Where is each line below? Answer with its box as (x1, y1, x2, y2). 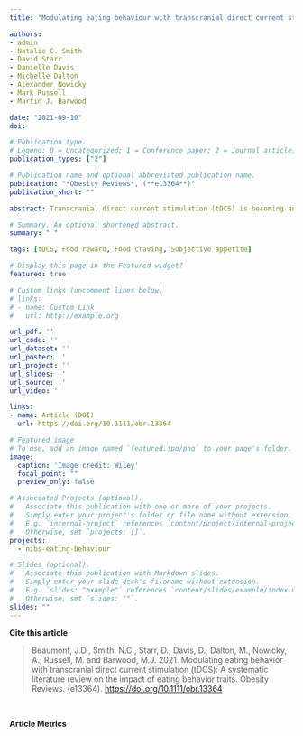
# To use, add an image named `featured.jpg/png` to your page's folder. (9, 443, 293, 452)
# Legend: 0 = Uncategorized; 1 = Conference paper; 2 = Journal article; (9, 146, 297, 155)
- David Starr (9, 55, 63, 64)
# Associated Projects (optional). (9, 494, 143, 503)
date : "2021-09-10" (9, 113, 83, 122)
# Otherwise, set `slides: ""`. (9, 593, 140, 603)
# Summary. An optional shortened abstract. (9, 220, 179, 229)
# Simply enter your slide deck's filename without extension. (9, 577, 260, 587)
